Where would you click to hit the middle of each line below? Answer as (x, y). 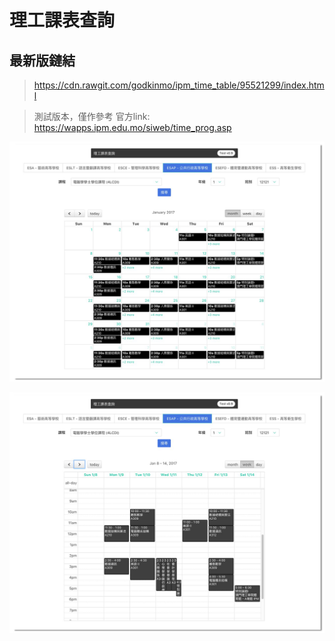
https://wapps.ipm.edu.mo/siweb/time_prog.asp (132, 127)
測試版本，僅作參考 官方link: (92, 116)
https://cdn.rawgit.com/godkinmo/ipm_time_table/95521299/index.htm (179, 85)
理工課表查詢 (62, 20)
